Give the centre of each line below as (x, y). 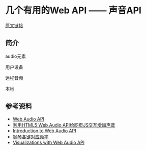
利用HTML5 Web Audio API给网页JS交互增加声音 (64, 125)
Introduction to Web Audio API (44, 131)
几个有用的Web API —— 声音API (73, 10)
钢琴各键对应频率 (31, 137)
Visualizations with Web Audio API (49, 142)
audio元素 (16, 56)
